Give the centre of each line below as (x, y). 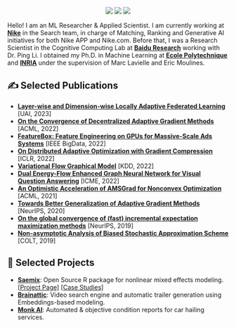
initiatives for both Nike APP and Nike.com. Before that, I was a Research (112, 40)
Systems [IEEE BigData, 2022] (62, 143)
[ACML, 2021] (37, 195)
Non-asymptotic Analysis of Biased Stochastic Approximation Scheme (123, 233)
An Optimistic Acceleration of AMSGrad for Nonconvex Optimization (119, 188)
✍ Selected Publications (63, 85)
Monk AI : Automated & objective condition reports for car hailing (111, 309)
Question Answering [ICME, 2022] (68, 181)
